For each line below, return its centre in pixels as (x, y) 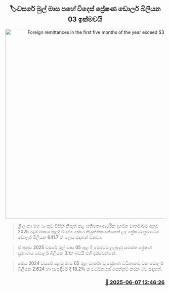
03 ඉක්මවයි (85, 19)
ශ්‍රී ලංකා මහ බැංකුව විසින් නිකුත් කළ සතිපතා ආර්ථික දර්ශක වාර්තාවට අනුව (88, 226)
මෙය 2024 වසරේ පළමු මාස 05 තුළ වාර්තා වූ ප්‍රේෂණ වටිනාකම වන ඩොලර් (90, 263)
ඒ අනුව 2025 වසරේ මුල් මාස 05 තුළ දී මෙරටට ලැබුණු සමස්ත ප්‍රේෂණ (85, 247)
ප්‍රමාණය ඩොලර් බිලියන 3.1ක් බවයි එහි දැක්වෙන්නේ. (67, 253)
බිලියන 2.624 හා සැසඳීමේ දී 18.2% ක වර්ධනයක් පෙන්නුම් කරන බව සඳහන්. (90, 269)
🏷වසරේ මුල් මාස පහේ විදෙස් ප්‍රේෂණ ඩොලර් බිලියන (85, 9)
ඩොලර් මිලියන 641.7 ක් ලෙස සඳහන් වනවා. (60, 237)
